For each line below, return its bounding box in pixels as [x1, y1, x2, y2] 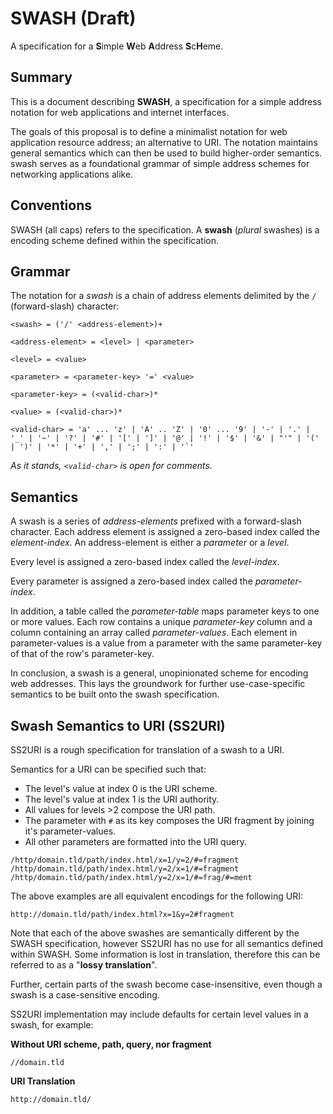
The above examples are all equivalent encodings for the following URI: [10, 890, 303, 902]
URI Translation [10, 1075, 76, 1087]
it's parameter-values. [24, 825, 117, 837]
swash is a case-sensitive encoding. [10, 989, 160, 1001]
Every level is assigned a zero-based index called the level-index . [10, 556, 280, 568]
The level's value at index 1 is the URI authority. [24, 793, 220, 805]
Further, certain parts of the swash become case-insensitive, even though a [10, 978, 323, 990]
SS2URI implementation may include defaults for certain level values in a [10, 1008, 309, 1020]
